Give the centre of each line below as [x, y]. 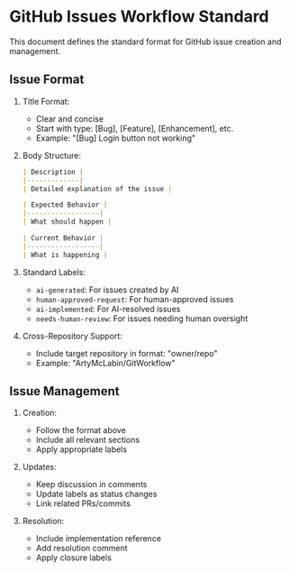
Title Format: [46, 101]
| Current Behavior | [63, 238]
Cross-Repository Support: [72, 336]
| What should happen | [67, 222]
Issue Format [47, 80]
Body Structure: [51, 155]
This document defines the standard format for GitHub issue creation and [145, 42]
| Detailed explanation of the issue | [97, 189]
